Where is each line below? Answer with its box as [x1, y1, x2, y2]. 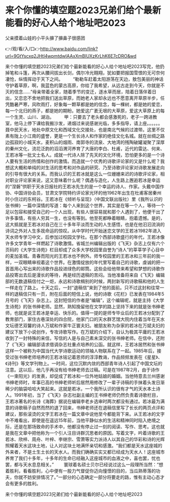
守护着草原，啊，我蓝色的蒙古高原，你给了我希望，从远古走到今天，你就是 [5, 82, 160, 88]
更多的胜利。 [14, 480, 41, 486]
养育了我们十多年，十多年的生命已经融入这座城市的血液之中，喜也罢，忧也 [5, 455, 160, 461]
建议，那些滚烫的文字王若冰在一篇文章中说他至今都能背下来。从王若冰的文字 [5, 410, 165, 417]
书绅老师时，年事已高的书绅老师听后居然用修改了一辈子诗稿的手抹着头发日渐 [5, 379, 165, 385]
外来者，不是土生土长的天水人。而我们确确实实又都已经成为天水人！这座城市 [5, 448, 165, 455]
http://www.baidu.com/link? [40, 45, 98, 52]
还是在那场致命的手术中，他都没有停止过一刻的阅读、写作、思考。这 [14, 423, 156, 430]
